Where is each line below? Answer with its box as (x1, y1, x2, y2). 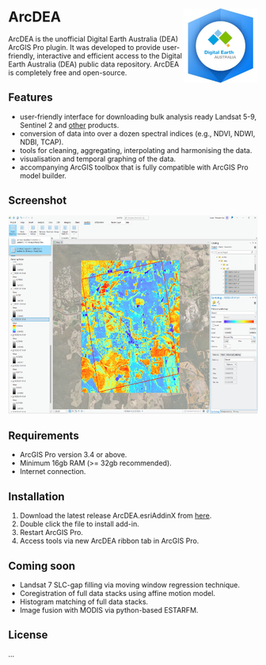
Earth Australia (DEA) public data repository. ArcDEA (8, 59, 180, 69)
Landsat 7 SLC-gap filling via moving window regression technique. (19, 580, 240, 590)
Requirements (8, 429, 79, 442)
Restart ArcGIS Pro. (19, 528, 83, 537)
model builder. (19, 170, 67, 180)
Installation (8, 490, 65, 503)
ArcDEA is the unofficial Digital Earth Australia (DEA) (8, 34, 179, 44)
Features (8, 91, 53, 105)
